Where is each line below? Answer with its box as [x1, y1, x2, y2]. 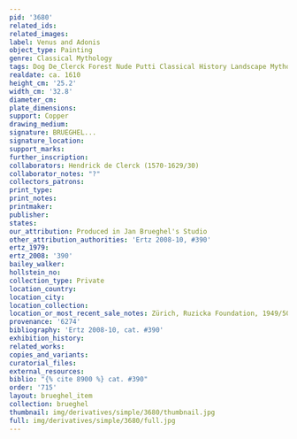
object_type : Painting [9, 46, 93, 55]
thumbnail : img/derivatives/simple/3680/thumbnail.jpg [9, 408, 216, 417]
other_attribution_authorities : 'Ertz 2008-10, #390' [9, 235, 212, 244]
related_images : [9, 29, 69, 38]
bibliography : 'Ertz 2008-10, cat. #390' [9, 326, 164, 335]
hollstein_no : [9, 268, 62, 277]
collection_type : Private [9, 276, 104, 285]
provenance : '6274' [9, 318, 81, 327]
